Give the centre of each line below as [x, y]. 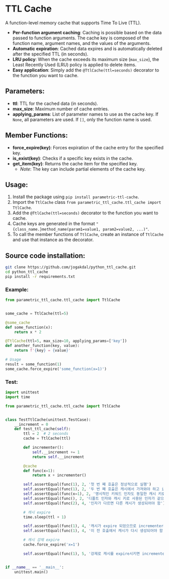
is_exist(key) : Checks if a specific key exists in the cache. [73, 158]
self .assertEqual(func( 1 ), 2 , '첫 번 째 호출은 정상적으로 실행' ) [88, 485]
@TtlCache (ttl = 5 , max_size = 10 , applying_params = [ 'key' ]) [66, 341]
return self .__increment [58, 457]
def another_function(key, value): [43, 346]
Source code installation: [45, 255]
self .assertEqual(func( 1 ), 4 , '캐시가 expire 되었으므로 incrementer [93, 526]
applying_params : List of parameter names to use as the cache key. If [85, 114]
